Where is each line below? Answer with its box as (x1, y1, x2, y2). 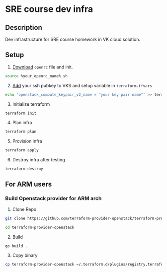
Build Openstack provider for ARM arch (5, 195, 102, 202)
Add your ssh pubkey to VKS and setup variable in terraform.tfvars (12, 82, 153, 88)
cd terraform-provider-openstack (5, 225, 75, 230)
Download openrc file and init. (12, 64, 73, 70)
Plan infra (12, 120, 32, 126)
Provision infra (12, 138, 42, 144)
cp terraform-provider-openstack (5, 262, 75, 267)
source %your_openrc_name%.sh (5, 73, 68, 78)
